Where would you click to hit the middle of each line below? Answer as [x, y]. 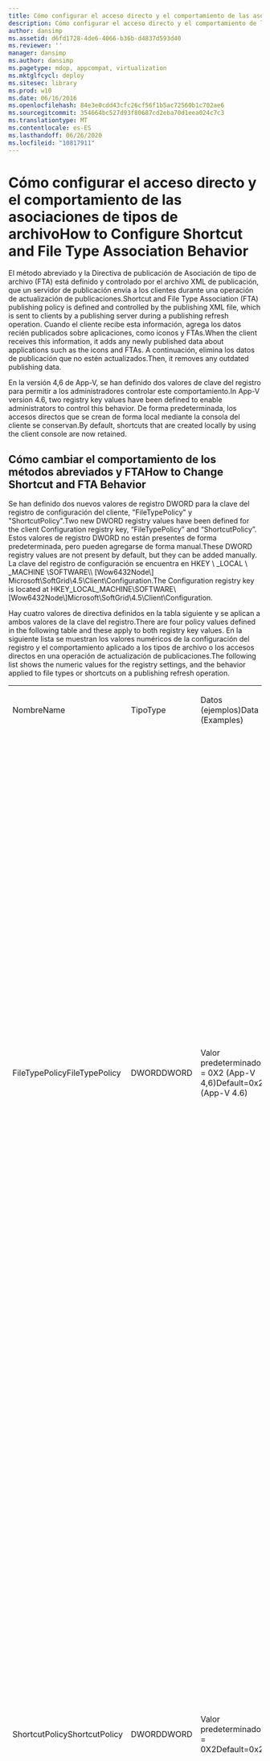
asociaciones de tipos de [93, 217]
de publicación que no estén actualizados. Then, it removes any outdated [129, 359]
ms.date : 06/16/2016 [43, 98]
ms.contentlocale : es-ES [50, 128]
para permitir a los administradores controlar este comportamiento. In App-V [134, 392]
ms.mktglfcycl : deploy [46, 76]
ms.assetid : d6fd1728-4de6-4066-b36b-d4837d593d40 [95, 38]
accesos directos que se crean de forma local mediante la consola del [124, 417]
